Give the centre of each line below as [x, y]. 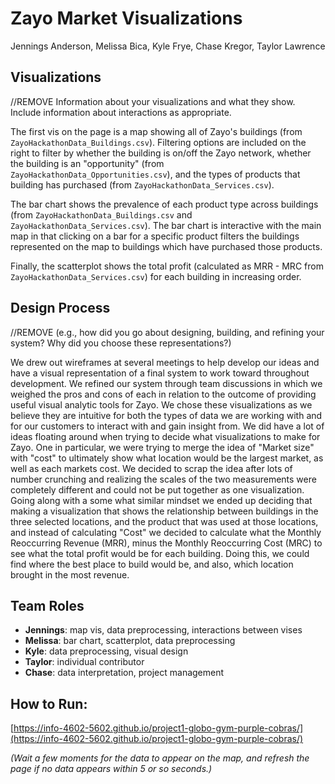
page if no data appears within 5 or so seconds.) [111, 769]
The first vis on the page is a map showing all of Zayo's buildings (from [156, 131]
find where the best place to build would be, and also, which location [152, 564]
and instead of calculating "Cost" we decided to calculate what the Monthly [166, 532]
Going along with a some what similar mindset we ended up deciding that [161, 500]
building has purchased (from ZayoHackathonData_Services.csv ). [142, 184]
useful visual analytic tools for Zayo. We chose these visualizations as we [161, 404]
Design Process [60, 308]
